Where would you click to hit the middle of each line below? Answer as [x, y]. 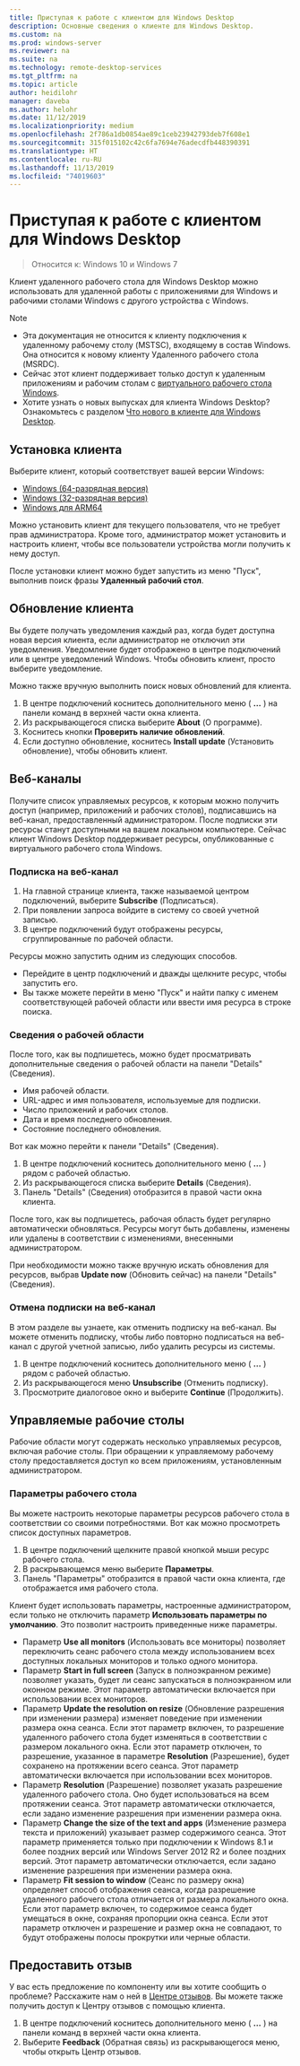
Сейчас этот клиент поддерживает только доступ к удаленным [144, 374]
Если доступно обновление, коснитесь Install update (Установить [148, 741]
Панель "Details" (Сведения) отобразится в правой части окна [142, 1192]
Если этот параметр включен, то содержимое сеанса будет [137, 1908]
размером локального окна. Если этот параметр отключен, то [142, 1747]
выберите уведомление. [56, 668]
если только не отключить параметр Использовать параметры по [138, 1615]
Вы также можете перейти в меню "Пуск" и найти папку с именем [150, 992]
